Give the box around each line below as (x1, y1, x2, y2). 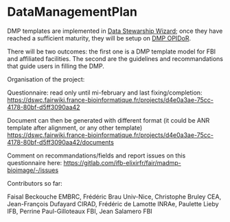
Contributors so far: (7, 179, 63, 187)
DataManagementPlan (7, 4, 137, 20)
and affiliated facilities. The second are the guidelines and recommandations (7, 54, 223, 62)
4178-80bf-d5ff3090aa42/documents (7, 138, 115, 146)
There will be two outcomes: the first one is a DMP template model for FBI (7, 47, 216, 56)
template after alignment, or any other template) (7, 123, 143, 132)
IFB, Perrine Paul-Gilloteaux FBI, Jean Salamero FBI (7, 207, 152, 215)
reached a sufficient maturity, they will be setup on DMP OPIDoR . (7, 34, 191, 42)
